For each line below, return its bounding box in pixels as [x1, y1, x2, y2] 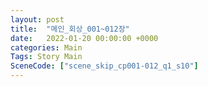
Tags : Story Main [10, 52, 83, 62]
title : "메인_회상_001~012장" [10, 24, 130, 34]
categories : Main [10, 42, 83, 53]
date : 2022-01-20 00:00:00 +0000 [10, 33, 159, 43]
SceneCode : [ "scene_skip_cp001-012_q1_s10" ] [10, 61, 199, 71]
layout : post [10, 14, 65, 25]
